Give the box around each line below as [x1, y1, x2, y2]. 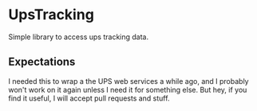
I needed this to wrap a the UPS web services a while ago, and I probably [8, 76, 249, 85]
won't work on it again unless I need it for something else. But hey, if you [8, 85, 247, 94]
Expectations [8, 55, 76, 69]
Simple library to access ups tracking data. [8, 32, 149, 42]
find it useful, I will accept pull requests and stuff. [8, 93, 170, 103]
